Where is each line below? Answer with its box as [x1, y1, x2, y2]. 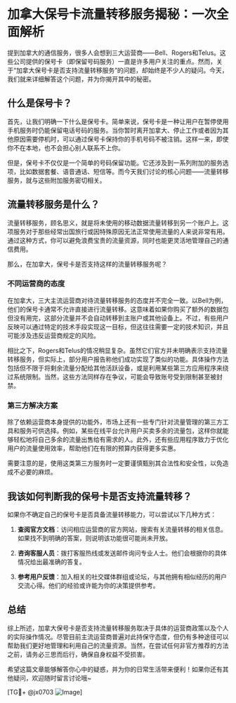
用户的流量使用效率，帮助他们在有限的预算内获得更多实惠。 [7, 444, 180, 453]
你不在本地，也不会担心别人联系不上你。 [7, 143, 124, 152]
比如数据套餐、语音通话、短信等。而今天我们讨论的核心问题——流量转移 [19, 167, 229, 175]
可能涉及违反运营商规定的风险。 [7, 331, 100, 340]
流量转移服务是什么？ [7, 199, 100, 210]
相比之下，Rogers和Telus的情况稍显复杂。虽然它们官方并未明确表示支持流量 [7, 346, 228, 354]
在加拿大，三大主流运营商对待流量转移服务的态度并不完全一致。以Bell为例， [7, 296, 228, 304]
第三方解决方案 [7, 401, 58, 410]
